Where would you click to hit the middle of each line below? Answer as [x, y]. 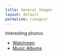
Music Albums [27, 48]
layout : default [22, 14]
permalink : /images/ [27, 19]
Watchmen [23, 43]
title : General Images [29, 10]
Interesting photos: [24, 33]
